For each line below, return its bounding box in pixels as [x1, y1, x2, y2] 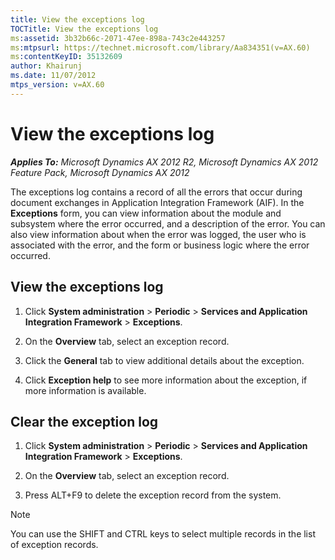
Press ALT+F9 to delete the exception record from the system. [24, 489, 282, 501]
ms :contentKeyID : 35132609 [10, 52, 123, 62]
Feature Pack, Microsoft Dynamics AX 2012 [10, 166, 190, 178]
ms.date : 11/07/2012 [10, 71, 97, 81]
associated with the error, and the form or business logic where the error [10, 239, 310, 251]
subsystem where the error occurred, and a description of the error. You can [10, 217, 326, 230]
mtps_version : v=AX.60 [10, 80, 105, 90]
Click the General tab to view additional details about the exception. [24, 354, 305, 366]
